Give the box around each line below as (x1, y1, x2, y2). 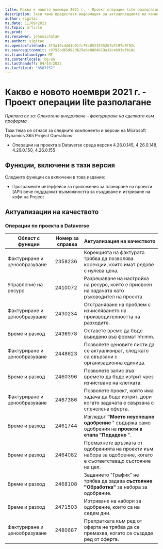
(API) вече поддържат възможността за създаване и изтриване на (12, 189, 150, 194)
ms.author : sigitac (5, 39, 45, 44)
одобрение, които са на (84, 504, 140, 511)
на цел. (84, 464, 101, 470)
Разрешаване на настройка (84, 275, 149, 282)
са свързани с (84, 354, 118, 360)
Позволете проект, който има (84, 388, 154, 394)
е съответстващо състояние (84, 458, 151, 465)
